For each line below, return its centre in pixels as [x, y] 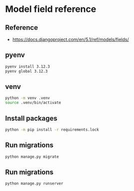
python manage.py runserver [34, 184]
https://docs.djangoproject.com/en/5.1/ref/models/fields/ [71, 39]
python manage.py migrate [32, 157]
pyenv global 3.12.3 [27, 71]
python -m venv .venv [28, 98]
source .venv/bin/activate [33, 103]
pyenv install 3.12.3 [28, 66]
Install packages [31, 118]
